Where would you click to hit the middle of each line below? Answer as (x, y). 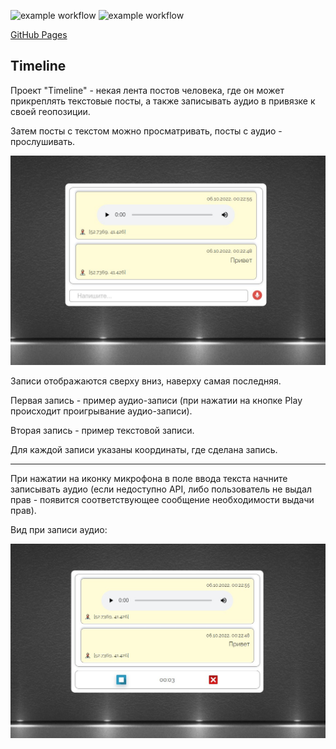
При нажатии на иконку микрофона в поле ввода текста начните (149, 479)
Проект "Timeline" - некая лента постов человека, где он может (147, 90)
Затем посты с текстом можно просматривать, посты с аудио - (146, 131)
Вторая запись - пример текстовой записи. (102, 431)
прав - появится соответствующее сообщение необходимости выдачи (162, 500)
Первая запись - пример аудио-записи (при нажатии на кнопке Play (156, 401)
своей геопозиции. (50, 111)
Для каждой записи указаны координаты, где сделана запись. (144, 450)
